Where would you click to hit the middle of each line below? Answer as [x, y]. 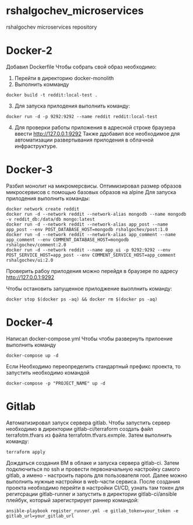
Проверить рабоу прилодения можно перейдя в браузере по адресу [92, 271]
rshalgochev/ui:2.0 [30, 260]
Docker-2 [29, 51]
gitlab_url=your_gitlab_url [40, 516]
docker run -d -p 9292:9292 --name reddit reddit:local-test [82, 116]
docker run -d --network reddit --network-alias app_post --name [87, 224]
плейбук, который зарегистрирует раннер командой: [72, 500]
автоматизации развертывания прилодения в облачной [84, 140]
